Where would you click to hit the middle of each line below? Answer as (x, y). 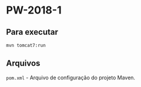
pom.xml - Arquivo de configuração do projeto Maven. (71, 78)
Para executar (32, 32)
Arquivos (23, 63)
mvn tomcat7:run (26, 45)
